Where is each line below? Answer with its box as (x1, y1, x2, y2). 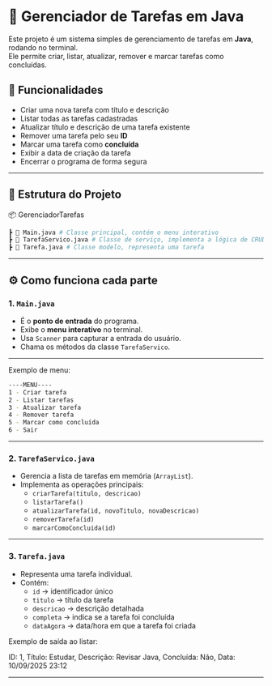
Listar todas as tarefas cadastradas (19, 113, 138, 123)
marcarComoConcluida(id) (32, 524, 117, 533)
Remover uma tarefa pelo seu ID (19, 130, 128, 140)
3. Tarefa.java (8, 551, 66, 562)
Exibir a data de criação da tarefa (19, 147, 131, 157)
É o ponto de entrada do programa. (19, 316, 139, 326)
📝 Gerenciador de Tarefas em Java (8, 7, 244, 26)
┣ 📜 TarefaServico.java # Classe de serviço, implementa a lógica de (8, 236, 249, 244)
